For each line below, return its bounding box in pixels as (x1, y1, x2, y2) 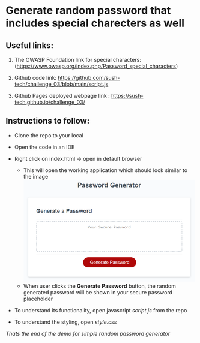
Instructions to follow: (5, 116, 90, 126)
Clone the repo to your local (14, 131, 83, 139)
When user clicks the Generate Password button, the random (23, 282, 177, 290)
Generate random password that (5, 4, 171, 17)
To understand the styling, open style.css (14, 318, 117, 326)
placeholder (23, 295, 53, 303)
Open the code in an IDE (14, 143, 75, 151)
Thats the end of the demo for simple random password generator (5, 330, 171, 338)
